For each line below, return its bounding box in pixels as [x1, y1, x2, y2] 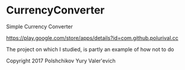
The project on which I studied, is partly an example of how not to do [6, 45, 174, 53]
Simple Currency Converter [6, 23, 73, 30]
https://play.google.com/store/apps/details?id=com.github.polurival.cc [6, 34, 179, 41]
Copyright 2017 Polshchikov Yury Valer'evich [6, 57, 116, 64]
